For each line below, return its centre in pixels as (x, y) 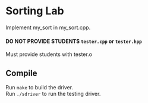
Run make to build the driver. (40, 87)
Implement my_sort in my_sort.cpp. (48, 27)
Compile (21, 73)
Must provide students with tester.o (49, 54)
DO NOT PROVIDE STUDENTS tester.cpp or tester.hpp (74, 41)
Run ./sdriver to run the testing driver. (53, 93)
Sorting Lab (35, 11)
